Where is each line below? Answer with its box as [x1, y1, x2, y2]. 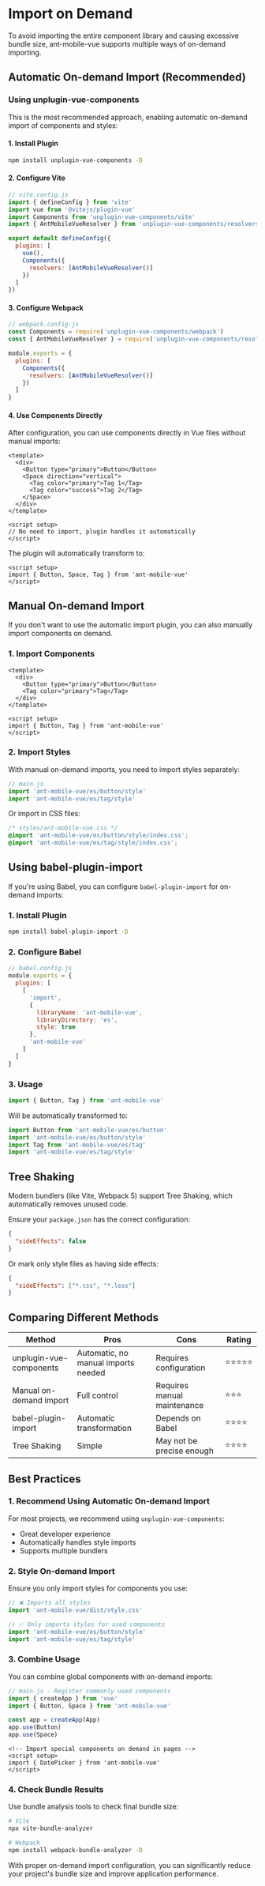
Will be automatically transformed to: [8, 1111, 129, 1120]
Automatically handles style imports [19, 1538, 136, 1547]
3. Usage [8, 1079, 43, 1090]
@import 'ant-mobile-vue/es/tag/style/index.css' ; [8, 839, 178, 847]
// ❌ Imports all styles [8, 1599, 91, 1607]
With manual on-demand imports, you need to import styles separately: [8, 764, 241, 774]
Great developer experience [19, 1529, 111, 1538]
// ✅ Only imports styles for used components [8, 1621, 166, 1628]
